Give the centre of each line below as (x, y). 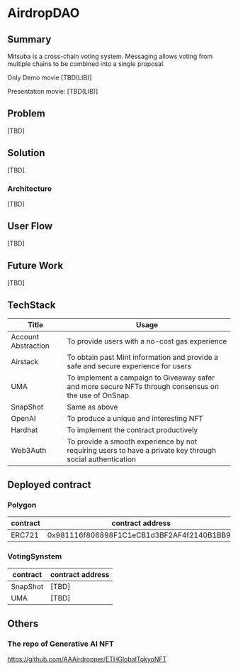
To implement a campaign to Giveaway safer (141, 378)
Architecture (30, 188)
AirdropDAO (44, 13)
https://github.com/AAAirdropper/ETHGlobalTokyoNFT (87, 659)
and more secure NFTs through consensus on (143, 387)
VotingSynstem (35, 556)
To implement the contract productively (132, 430)
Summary (29, 39)
